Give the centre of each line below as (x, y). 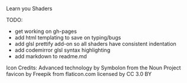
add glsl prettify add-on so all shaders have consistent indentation (95, 44)
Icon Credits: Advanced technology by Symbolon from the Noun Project (94, 68)
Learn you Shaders (29, 9)
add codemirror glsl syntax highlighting (62, 50)
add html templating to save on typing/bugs (68, 37)
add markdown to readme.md (51, 56)
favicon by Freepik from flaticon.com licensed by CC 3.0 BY (79, 74)
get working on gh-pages (46, 31)
